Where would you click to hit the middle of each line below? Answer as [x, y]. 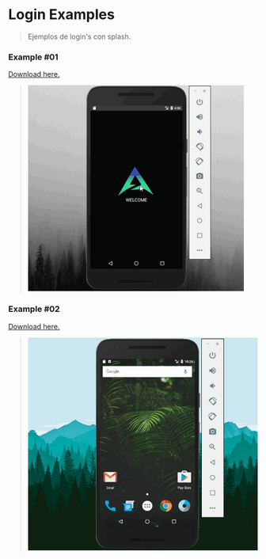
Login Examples [61, 15]
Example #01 [33, 57]
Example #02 [34, 309]
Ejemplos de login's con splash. [79, 36]
